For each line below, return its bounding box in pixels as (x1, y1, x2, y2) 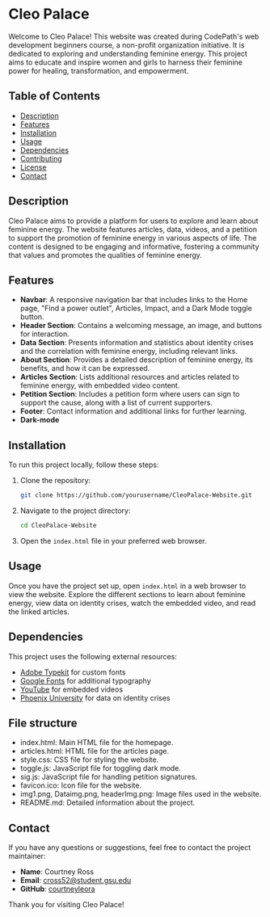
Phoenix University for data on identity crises (19, 692, 171, 703)
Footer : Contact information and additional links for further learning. (19, 406, 247, 416)
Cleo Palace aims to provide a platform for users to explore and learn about (8, 216, 259, 225)
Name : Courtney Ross (19, 867, 95, 877)
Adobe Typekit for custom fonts (19, 667, 126, 677)
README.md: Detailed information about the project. (19, 797, 196, 808)
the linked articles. (8, 607, 70, 616)
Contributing (19, 154, 62, 163)
